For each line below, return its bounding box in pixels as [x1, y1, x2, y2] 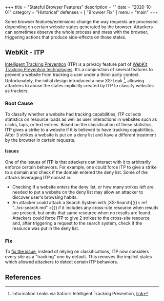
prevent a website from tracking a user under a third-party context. [5, 72, 140, 77]
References [5, 273, 41, 282]
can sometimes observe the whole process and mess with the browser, [5, 29, 148, 35]
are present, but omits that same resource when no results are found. [12, 209, 152, 216]
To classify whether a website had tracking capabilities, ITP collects [5, 111, 142, 117]
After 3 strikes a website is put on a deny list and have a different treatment [5, 132, 156, 138]
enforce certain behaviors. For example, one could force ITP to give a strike [5, 164, 157, 170]
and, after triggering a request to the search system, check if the [12, 220, 143, 226]
